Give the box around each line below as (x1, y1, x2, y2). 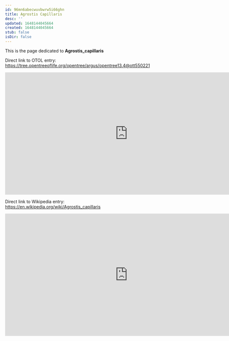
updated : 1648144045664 (5, 21, 54, 26)
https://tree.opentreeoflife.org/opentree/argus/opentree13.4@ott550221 (5, 62, 150, 68)
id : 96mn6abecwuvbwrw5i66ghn (5, 7, 65, 12)
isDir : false (5, 35, 32, 40)
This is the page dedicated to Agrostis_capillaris (5, 47, 104, 54)
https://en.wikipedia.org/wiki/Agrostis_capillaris (5, 204, 101, 209)
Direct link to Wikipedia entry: (5, 199, 65, 205)
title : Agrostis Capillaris (5, 12, 63, 17)
